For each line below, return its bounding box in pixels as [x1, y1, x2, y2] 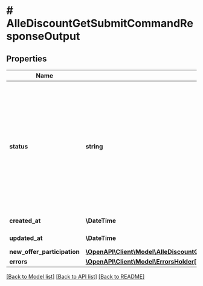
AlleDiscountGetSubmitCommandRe [6, 16, 193, 30]
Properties [6, 53, 47, 64]
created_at [9, 216, 41, 225]
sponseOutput [6, 30, 80, 43]
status [9, 142, 28, 150]
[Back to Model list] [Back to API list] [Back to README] [6, 273, 145, 280]
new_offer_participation [9, 248, 80, 256]
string [85, 142, 103, 150]
